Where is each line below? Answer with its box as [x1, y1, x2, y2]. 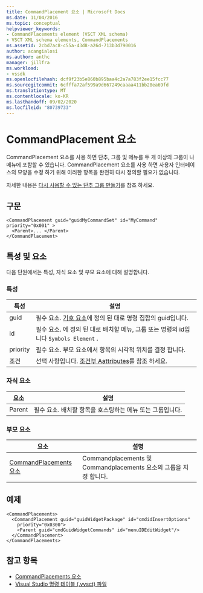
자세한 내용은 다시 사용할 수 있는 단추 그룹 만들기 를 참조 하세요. [6, 182, 155, 189]
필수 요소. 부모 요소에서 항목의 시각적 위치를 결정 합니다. [36, 346, 186, 354]
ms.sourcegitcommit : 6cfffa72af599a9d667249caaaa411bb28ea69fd [6, 82, 169, 88]
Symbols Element [48, 335, 95, 342]
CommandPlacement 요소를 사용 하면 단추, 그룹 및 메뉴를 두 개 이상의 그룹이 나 [6, 154, 195, 161]
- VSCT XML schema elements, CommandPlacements [6, 37, 129, 43]
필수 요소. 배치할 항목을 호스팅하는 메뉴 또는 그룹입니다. [33, 405, 182, 414]
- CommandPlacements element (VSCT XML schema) [6, 31, 129, 38]
